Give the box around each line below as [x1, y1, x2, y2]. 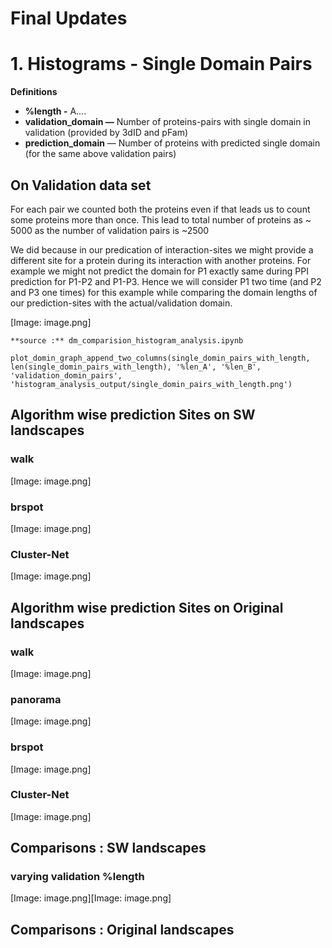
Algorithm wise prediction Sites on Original [10, 599, 284, 616]
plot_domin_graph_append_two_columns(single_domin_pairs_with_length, [10, 353, 311, 363]
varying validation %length [10, 870, 145, 884]
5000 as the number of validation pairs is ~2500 [10, 224, 210, 236]
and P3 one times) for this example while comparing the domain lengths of [10, 286, 318, 298]
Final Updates [10, 7, 128, 30]
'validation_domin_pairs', [10, 370, 123, 381]
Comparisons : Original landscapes [10, 921, 235, 938]
